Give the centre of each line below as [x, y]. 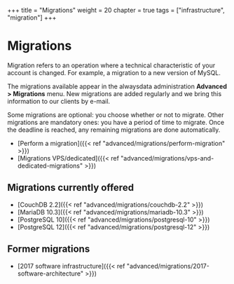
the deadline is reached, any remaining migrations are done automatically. [114, 130]
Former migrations [49, 249]
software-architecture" [50, 273]
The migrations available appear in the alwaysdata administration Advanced [117, 86]
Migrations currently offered [71, 188]
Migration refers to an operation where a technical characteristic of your [111, 65]
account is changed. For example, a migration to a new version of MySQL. [114, 72]
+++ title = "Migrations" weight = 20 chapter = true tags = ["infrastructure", [116, 10]
